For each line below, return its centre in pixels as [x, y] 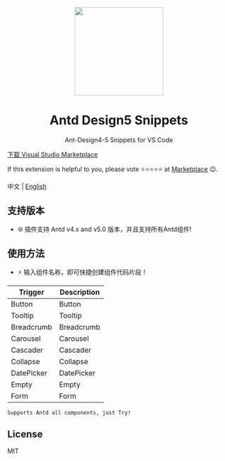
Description [80, 292]
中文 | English [27, 186]
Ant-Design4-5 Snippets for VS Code [119, 140]
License [25, 434]
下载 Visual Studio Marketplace [53, 154]
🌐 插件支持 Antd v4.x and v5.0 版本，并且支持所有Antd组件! [104, 229]
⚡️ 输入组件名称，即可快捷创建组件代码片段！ [82, 272]
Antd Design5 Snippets [119, 121]
